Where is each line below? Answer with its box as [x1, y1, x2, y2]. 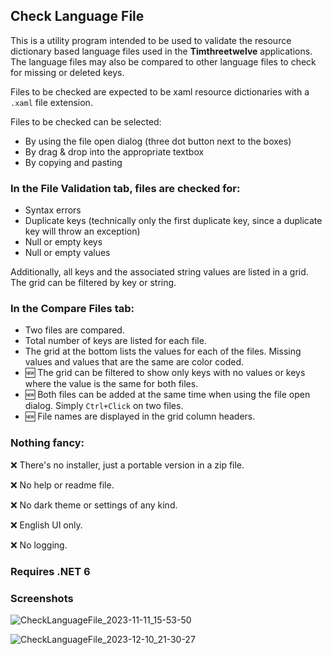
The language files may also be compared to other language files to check [10, 55, 317, 68]
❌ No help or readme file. [10, 479, 115, 491]
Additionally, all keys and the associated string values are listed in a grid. [10, 266, 309, 278]
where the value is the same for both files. [24, 378, 199, 390]
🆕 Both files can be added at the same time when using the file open [24, 389, 311, 401]
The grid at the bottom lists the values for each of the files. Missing [24, 345, 302, 358]
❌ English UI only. [10, 519, 83, 531]
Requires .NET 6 [10, 564, 91, 578]
